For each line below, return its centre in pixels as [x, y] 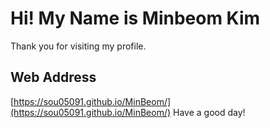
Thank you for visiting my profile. [78, 46]
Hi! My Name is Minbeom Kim [135, 18]
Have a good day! [209, 112]
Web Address [53, 77]
